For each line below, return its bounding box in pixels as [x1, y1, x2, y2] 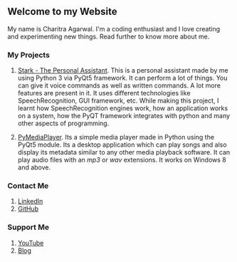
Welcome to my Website [7, 6, 117, 18]
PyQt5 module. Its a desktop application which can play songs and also [17, 140, 227, 149]
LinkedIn [17, 197, 43, 206]
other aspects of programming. [17, 119, 110, 127]
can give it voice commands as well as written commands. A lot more [17, 81, 221, 90]
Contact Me [7, 181, 49, 191]
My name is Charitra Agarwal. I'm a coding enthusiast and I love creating [7, 24, 221, 33]
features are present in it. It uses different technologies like [17, 89, 191, 98]
